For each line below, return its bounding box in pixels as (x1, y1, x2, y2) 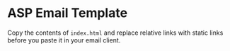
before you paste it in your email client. (7, 35, 121, 44)
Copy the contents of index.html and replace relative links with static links (7, 28, 224, 37)
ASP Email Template (7, 5, 128, 21)
